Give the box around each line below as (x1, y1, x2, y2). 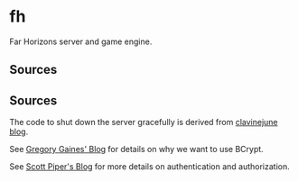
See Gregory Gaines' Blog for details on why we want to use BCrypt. (9, 144, 264, 155)
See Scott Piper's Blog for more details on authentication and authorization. (9, 161, 291, 172)
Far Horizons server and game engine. (9, 36, 153, 47)
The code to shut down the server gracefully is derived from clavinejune (9, 117, 278, 128)
